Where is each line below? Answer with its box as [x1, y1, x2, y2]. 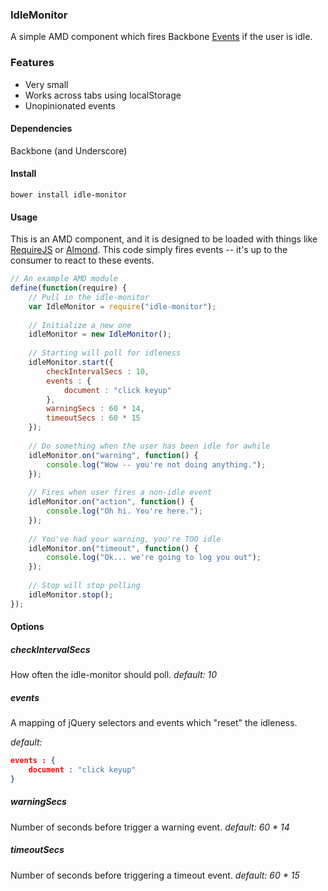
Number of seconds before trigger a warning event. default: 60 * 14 [10, 821, 290, 833]
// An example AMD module [10, 274, 118, 284]
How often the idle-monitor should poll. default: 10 [10, 669, 218, 681]
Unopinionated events [24, 99, 116, 112]
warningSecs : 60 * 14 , [46, 404, 145, 414]
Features [10, 56, 55, 70]
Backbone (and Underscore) [10, 144, 128, 157]
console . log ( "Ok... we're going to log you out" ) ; [46, 553, 262, 563]
